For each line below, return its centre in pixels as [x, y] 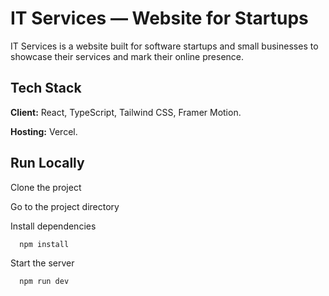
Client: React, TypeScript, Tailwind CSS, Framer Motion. [126, 112]
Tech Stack [46, 88]
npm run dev [44, 282]
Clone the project [46, 187]
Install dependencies [53, 226]
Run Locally [47, 163]
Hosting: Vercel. [44, 131]
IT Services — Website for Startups [159, 18]
